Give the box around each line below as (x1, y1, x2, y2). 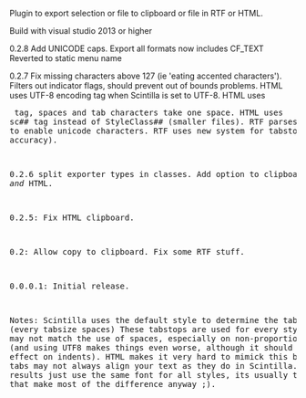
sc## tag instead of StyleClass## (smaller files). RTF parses (9, 117, 298, 127)
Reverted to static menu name (9, 53, 123, 63)
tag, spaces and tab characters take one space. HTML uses (14, 108, 284, 118)
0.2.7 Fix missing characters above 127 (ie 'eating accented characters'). (9, 70, 282, 81)
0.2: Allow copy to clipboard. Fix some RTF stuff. (9, 246, 246, 257)
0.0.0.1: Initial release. (9, 281, 130, 291)
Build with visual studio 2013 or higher (9, 26, 153, 36)
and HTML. (9, 178, 53, 188)
